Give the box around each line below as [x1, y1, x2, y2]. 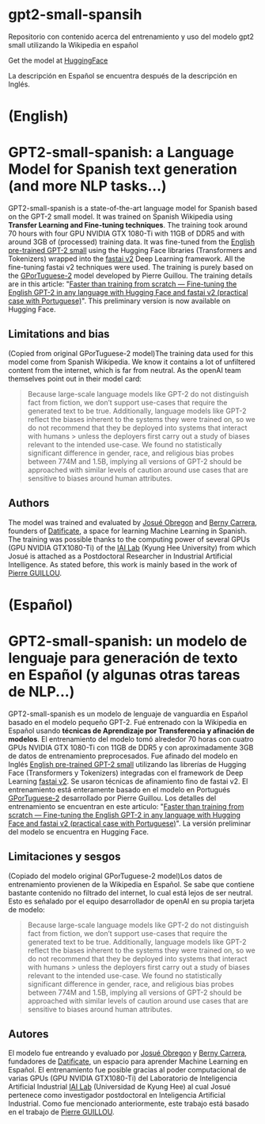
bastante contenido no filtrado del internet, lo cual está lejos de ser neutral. [8, 888, 253, 897]
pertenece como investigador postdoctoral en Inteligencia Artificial [8, 1091, 225, 1100]
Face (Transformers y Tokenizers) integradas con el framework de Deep [8, 768, 244, 777]
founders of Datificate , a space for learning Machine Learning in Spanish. [8, 526, 248, 535]
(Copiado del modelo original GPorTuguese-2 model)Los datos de [8, 871, 223, 880]
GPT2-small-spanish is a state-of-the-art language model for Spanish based [8, 204, 258, 213]
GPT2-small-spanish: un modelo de [8, 632, 248, 650]
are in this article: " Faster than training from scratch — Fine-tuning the [8, 279, 237, 289]
